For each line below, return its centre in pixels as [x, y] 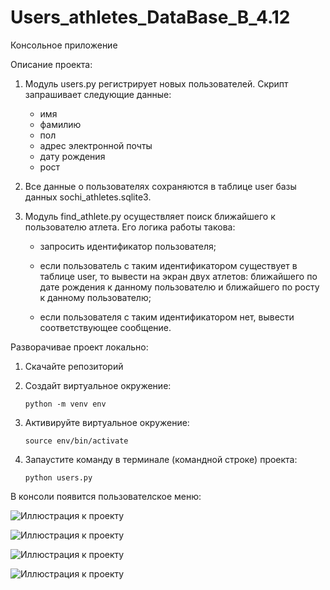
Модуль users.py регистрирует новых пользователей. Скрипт [156, 83]
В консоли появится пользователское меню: [106, 496]
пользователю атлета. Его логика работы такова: [130, 227]
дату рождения [72, 156]
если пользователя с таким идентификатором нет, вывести [167, 317]
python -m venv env [65, 404]
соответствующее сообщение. [105, 327]
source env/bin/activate [76, 441]
